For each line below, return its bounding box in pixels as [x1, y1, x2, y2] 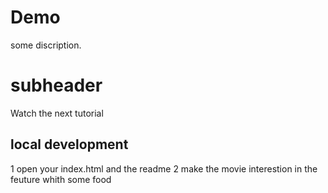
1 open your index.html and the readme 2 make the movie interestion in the [10, 162, 318, 175]
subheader [10, 74, 103, 97]
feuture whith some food [10, 173, 112, 185]
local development [10, 136, 129, 153]
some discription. [10, 39, 82, 51]
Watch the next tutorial [10, 107, 104, 119]
